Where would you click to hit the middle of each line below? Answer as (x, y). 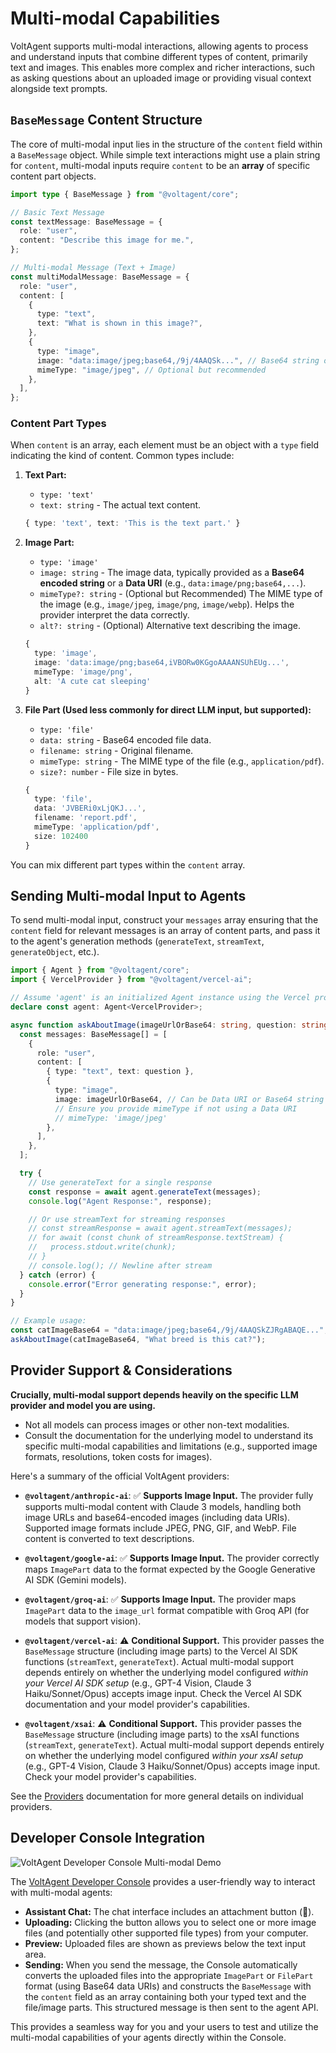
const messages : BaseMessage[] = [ (93, 1034)
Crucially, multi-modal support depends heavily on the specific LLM (154, 1394)
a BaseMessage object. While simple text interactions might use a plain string (165, 154)
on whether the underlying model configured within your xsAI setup (164, 1755)
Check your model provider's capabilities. (110, 1776)
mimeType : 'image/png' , (83, 672)
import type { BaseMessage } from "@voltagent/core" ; (125, 194)
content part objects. (53, 176)
